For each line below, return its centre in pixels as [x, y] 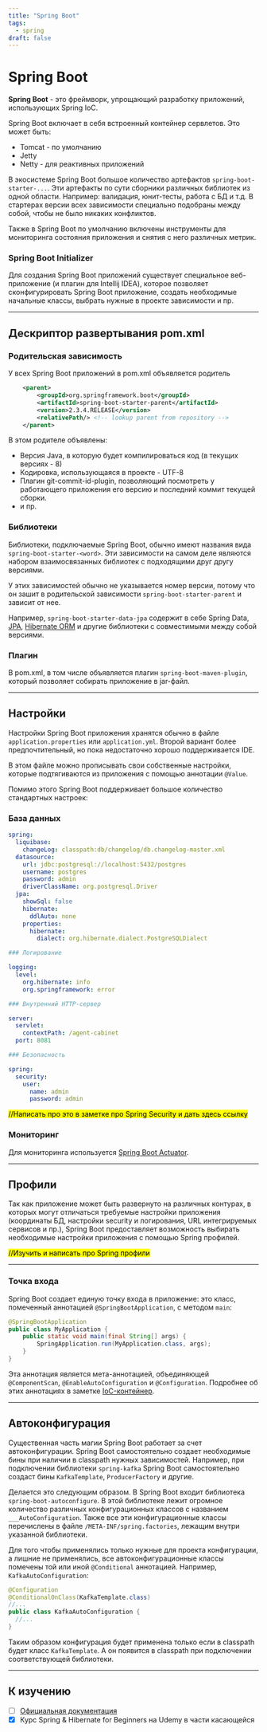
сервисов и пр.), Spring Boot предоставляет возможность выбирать [124, 1229]
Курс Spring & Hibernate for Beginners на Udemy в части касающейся [137, 1719]
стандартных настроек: [48, 797]
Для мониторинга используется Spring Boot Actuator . [99, 1152]
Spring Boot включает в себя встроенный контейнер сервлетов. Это [124, 124]
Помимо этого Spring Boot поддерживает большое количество [116, 789]
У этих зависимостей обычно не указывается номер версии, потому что [132, 585]
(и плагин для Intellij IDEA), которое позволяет [131, 284]
